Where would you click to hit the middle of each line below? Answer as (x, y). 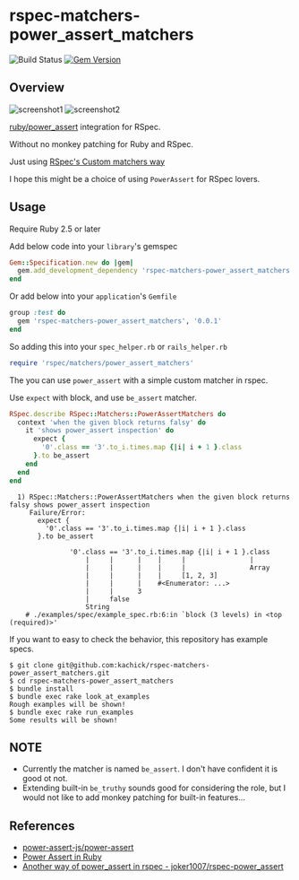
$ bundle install (42, 688)
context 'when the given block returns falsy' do (111, 423)
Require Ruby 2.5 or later (55, 229)
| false (107, 599)
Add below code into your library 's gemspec (94, 246)
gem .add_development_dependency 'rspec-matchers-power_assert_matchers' (156, 271)
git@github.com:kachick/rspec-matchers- (133, 665)
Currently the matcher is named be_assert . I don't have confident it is (150, 769)
